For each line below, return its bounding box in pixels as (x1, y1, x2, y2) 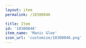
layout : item (5, 7, 33, 13)
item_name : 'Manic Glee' (5, 31, 57, 36)
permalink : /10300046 (5, 12, 51, 17)
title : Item (5, 21, 30, 26)
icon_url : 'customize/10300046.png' (5, 35, 82, 40)
